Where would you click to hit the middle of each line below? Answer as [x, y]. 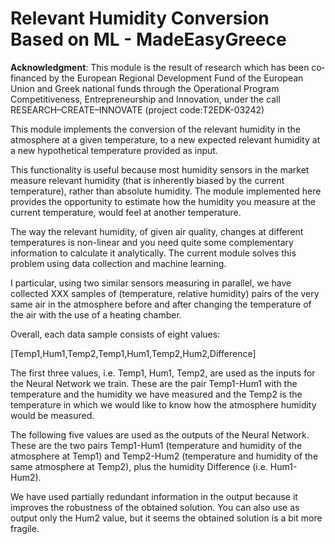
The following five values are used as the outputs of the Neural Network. [160, 434]
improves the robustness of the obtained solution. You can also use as [155, 507]
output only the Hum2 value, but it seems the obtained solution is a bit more [166, 518]
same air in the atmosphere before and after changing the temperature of [161, 304]
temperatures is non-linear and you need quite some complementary [152, 242]
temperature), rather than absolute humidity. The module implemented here [166, 191]
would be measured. [52, 415]
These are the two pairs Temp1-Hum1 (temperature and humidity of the [156, 445]
